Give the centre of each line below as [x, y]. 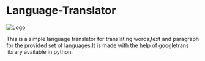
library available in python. [40, 51]
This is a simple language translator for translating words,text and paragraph [103, 39]
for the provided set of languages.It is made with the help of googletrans [98, 45]
